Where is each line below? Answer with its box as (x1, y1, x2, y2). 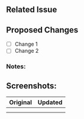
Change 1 (14, 41, 38, 48)
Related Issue (6, 5, 57, 15)
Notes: (6, 62, 26, 70)
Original (9, 98, 33, 107)
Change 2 (14, 47, 39, 54)
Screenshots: (6, 81, 57, 91)
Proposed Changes (6, 25, 79, 35)
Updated (37, 98, 63, 107)
